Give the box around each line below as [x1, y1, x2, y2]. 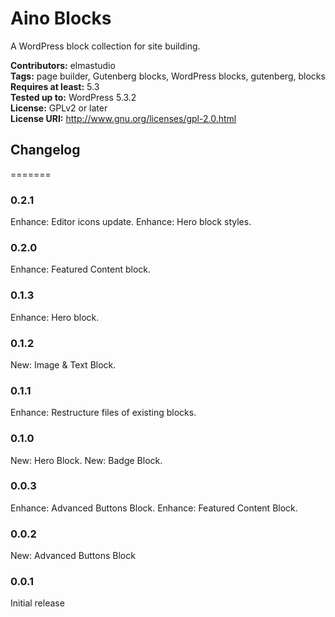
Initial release [10, 597, 65, 609]
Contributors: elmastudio [10, 59, 116, 71]
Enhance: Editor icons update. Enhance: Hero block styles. [10, 216, 252, 228]
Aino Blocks [10, 7, 112, 30]
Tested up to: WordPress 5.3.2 [10, 91, 137, 103]
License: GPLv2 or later [10, 102, 108, 114]
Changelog [10, 142, 81, 159]
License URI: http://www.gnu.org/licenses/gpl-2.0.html [10, 112, 237, 124]
